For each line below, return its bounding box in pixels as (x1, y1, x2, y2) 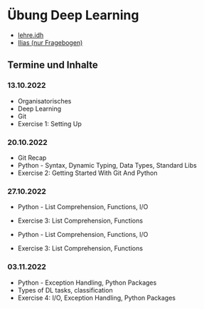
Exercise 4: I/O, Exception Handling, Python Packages (17, 293, 176, 302)
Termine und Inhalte (7, 59, 98, 71)
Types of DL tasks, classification (17, 285, 113, 294)
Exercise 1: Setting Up (17, 119, 82, 128)
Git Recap (17, 153, 47, 162)
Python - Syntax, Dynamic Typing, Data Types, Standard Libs (17, 161, 197, 169)
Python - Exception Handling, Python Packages (17, 278, 157, 287)
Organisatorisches (17, 96, 72, 105)
